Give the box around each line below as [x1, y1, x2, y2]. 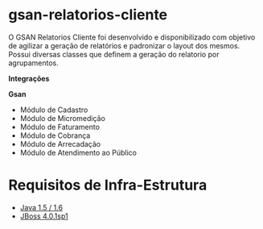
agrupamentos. [8, 58, 59, 68]
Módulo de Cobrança [19, 131, 91, 140]
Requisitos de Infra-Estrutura [8, 176, 208, 194]
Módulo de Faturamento [19, 122, 101, 131]
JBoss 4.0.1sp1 [19, 211, 68, 221]
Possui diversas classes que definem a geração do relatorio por [8, 49, 220, 59]
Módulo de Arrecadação [19, 139, 101, 148]
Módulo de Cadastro [19, 105, 88, 114]
